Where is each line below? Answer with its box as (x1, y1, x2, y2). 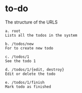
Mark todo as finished (5, 84, 51, 89)
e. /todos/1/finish (5, 80, 45, 85)
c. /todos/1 (5, 54, 29, 59)
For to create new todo (5, 46, 54, 50)
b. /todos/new (5, 41, 34, 46)
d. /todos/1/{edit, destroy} (5, 67, 64, 72)
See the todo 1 (5, 58, 36, 64)
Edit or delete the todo (5, 71, 56, 76)
